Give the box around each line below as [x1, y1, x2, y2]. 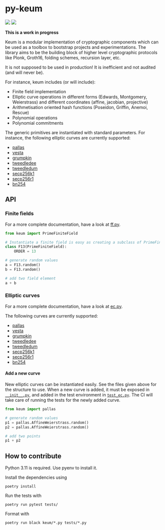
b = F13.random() [5, 267, 41, 272]
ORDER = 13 [14, 249, 36, 254]
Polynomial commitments [12, 120, 64, 126]
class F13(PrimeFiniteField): [5, 245, 67, 249]
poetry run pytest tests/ [5, 502, 58, 507]
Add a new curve [5, 370, 40, 376]
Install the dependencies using [5, 474, 67, 481]
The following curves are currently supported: [5, 313, 98, 318]
